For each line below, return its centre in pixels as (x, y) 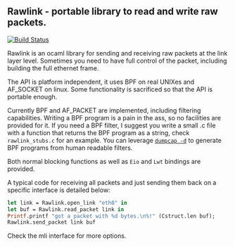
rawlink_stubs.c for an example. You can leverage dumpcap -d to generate (114, 140)
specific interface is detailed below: (59, 190)
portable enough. (32, 96)
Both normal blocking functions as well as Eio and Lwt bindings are (104, 161)
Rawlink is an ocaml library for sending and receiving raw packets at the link (118, 53)
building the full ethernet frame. (53, 68)
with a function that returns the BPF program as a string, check (99, 132)
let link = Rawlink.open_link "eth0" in (68, 203)
